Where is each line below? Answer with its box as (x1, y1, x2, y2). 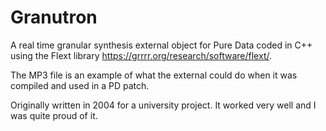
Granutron (10, 6, 98, 29)
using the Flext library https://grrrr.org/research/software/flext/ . (10, 49, 272, 61)
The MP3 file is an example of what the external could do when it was (10, 69, 298, 81)
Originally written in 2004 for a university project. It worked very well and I (10, 99, 317, 111)
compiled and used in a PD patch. (10, 79, 150, 91)
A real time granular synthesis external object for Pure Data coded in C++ (10, 39, 313, 51)
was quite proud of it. (10, 109, 98, 121)
